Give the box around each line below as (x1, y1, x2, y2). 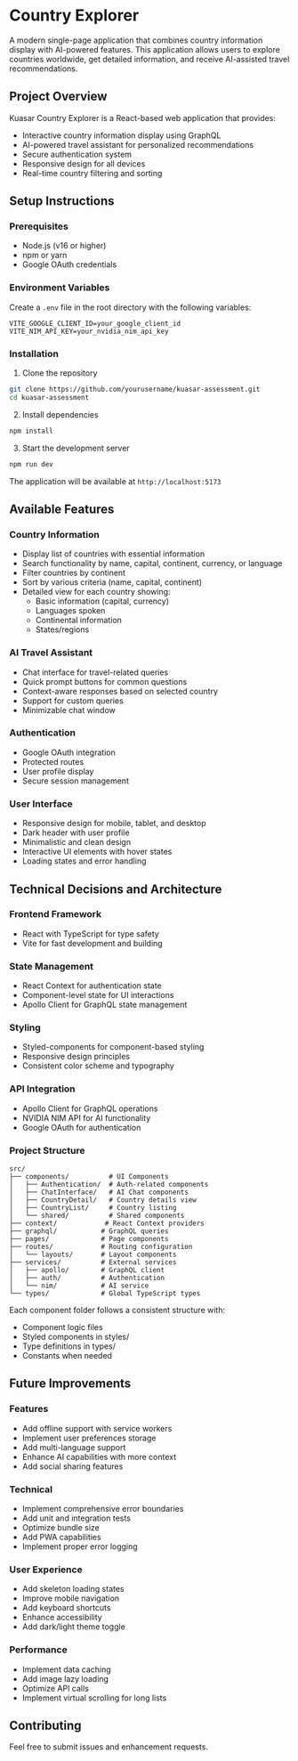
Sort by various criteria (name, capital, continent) (21, 577, 203, 588)
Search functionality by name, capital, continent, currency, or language (21, 558, 283, 569)
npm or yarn (21, 250, 68, 261)
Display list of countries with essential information (21, 548, 205, 559)
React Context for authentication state (21, 980, 162, 991)
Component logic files (21, 1321, 104, 1332)
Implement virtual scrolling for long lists (21, 1692, 167, 1703)
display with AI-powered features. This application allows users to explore (9, 44, 280, 54)
